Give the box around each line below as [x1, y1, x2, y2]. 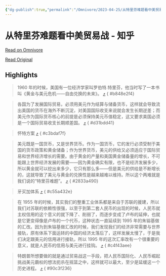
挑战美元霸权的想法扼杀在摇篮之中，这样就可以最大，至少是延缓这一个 [17, 259, 161, 265]
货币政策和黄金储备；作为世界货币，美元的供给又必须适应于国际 [26, 147, 156, 153]
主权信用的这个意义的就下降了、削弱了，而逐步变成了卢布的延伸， [17, 212, 152, 218]
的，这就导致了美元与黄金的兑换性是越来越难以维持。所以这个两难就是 [17, 172, 161, 178]
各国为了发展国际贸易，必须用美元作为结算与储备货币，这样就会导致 [17, 101, 156, 107]
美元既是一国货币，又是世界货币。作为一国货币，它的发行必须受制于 [17, 141, 156, 147]
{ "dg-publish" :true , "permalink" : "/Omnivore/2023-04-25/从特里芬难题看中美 [5, 7, 156, 12]
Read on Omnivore [5, 47, 43, 53]
